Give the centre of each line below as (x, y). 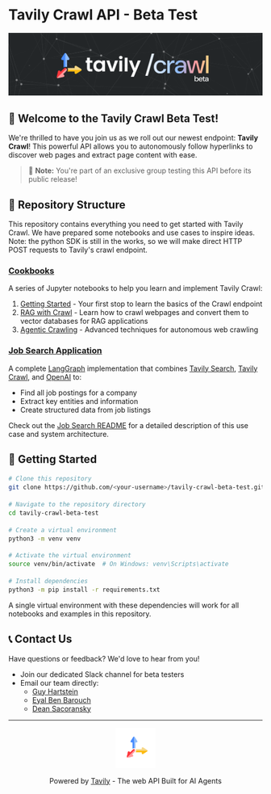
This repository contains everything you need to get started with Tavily (126, 225)
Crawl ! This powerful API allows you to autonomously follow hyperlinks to (131, 146)
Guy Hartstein (55, 691)
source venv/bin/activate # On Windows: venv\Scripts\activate (119, 564)
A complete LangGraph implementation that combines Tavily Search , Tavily (133, 368)
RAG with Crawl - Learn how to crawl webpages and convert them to (134, 313)
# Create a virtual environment (63, 530)
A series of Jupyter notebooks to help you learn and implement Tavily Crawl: (135, 288)
